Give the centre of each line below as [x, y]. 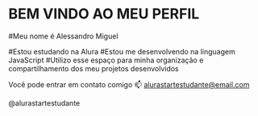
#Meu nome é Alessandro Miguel [63, 36]
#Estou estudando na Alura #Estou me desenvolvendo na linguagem [122, 51]
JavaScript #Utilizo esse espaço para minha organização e [106, 60]
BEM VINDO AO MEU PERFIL [104, 14]
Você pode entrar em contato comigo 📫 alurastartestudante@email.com [129, 84]
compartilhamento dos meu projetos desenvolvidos [94, 68]
